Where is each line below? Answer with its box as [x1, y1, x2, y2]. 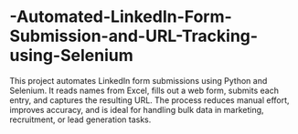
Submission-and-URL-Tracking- [9, 26, 259, 46]
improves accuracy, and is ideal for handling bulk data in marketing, [9, 104, 264, 115]
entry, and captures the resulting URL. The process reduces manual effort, [9, 94, 290, 106]
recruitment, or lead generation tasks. [9, 114, 152, 125]
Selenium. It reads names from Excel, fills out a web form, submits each [9, 85, 279, 96]
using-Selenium [9, 46, 134, 66]
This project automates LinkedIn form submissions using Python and [9, 75, 268, 86]
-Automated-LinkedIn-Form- [9, 6, 233, 27]
